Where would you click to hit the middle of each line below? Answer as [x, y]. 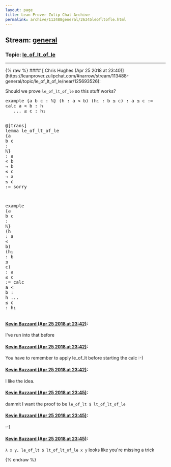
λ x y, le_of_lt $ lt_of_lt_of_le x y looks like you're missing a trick [80, 450]
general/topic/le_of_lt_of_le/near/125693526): [53, 81]
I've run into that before [30, 335]
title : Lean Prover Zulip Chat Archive [48, 15]
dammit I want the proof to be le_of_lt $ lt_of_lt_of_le [65, 404]
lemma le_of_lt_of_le [32, 131]
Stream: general [31, 40]
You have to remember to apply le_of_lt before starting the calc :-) [74, 358]
